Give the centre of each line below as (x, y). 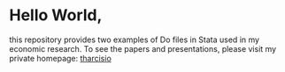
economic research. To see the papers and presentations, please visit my (143, 48)
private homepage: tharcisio (61, 58)
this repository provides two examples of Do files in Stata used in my (134, 40)
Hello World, (56, 15)
